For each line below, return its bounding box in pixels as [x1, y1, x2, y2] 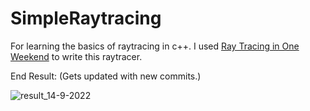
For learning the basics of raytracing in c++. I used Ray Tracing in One [10, 40, 300, 52]
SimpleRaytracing [10, 7, 162, 30]
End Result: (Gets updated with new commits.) [10, 70, 202, 82]
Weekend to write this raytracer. [10, 50, 143, 62]
